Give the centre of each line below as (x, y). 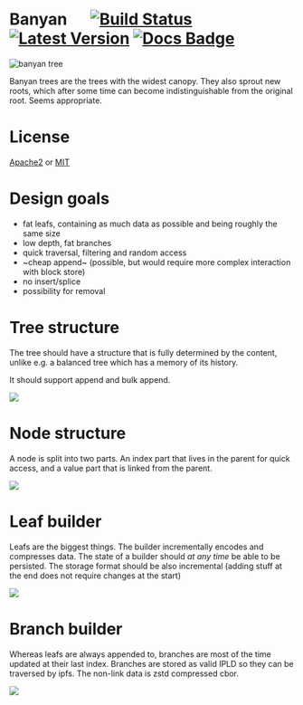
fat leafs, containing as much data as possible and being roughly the (150, 224)
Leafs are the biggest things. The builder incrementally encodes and (137, 547)
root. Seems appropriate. (56, 100)
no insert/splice (52, 281)
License (40, 137)
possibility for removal (64, 291)
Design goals (60, 199)
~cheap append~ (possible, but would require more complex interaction (156, 262)
